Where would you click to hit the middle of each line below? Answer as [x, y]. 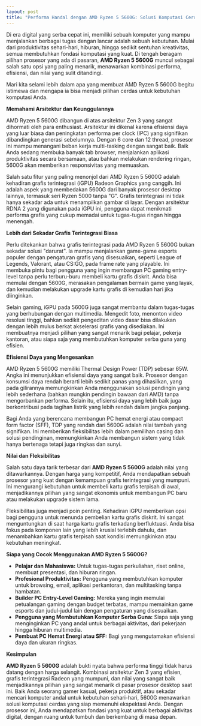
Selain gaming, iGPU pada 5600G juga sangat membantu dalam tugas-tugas [100, 307]
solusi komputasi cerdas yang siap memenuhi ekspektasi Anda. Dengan [95, 704]
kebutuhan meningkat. [34, 542]
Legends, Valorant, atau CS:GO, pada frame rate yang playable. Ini [88, 263]
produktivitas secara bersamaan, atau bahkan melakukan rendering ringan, [99, 158]
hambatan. [28, 591]
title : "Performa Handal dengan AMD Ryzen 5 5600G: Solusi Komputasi [95, 17]
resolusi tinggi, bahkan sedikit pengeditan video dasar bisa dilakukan [91, 320]
